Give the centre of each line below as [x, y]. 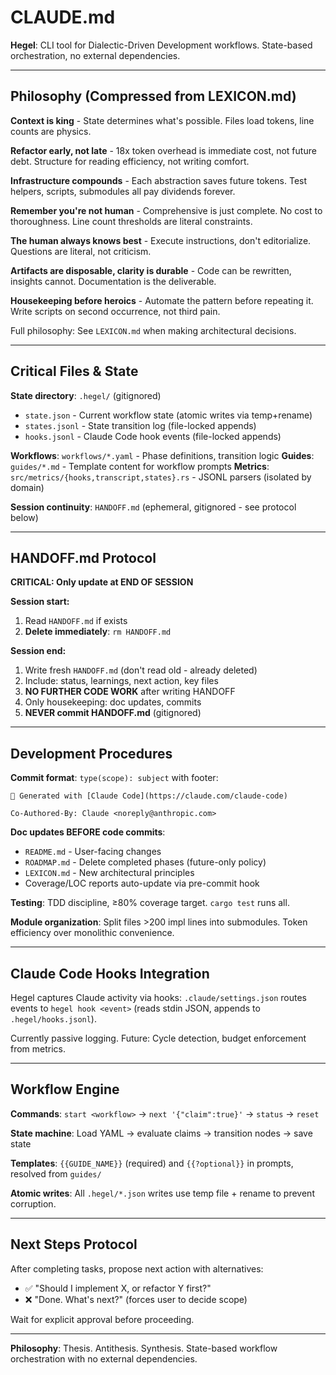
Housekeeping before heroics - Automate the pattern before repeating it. [162, 300]
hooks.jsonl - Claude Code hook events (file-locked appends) [153, 436]
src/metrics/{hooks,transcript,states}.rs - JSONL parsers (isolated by [161, 477]
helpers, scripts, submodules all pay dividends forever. [123, 191]
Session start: [40, 602]
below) [24, 517]
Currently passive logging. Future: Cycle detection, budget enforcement [158, 1038]
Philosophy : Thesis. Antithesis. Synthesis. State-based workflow [144, 1348]
